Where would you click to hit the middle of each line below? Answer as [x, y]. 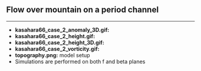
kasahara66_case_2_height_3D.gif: [60, 42]
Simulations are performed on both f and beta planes [80, 61]
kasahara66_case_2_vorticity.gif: [57, 49]
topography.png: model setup [52, 55]
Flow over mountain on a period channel [83, 10]
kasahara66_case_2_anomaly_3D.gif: [62, 30]
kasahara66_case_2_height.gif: [55, 36]
